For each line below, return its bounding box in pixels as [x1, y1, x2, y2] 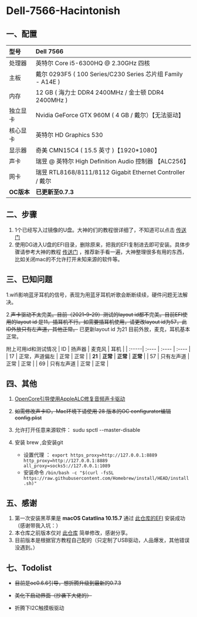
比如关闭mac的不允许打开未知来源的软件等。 [14, 255, 123, 263]
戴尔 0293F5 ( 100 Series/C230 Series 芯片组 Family [35, 70, 183, 78]
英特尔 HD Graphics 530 [35, 131, 103, 139]
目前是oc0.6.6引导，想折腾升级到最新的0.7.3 [14, 579, 121, 587]
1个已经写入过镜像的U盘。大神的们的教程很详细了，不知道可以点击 [14, 226, 175, 233]
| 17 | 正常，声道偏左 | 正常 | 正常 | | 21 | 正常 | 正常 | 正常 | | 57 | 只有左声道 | [6, 353, 189, 360]
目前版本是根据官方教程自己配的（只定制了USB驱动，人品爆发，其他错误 [14, 537, 190, 544]
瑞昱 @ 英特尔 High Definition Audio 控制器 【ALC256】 [35, 157, 189, 165]
